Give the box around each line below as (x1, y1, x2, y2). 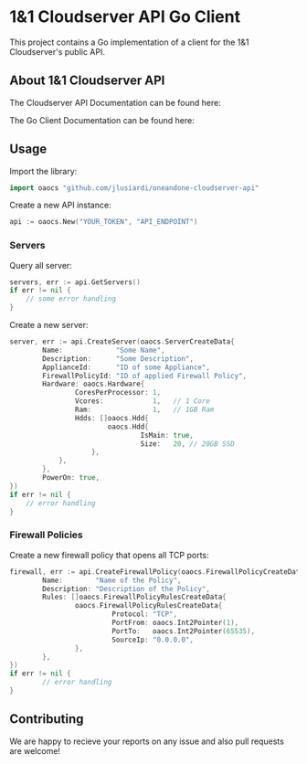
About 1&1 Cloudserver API (9, 73, 165, 89)
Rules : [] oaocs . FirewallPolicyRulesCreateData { (42, 592, 227, 602)
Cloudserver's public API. (9, 46, 105, 57)
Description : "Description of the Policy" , (42, 584, 210, 593)
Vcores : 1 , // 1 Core (74, 397, 210, 406)
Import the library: (9, 165, 78, 176)
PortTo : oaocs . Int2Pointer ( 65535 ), (111, 626, 256, 636)
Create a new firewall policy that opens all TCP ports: (9, 549, 209, 560)
